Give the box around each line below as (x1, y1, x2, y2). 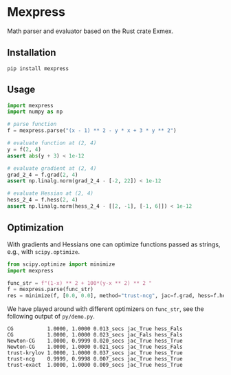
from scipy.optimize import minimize (7, 261, 115, 268)
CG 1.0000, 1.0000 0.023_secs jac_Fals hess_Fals (7, 332, 184, 339)
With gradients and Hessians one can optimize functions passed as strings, (7, 240, 221, 248)
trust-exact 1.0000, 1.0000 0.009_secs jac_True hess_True (7, 362, 184, 369)
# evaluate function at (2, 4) (7, 140, 97, 147)
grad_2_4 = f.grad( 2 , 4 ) (7, 171, 78, 178)
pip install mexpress (7, 65, 69, 72)
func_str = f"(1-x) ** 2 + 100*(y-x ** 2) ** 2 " (7, 279, 153, 286)
